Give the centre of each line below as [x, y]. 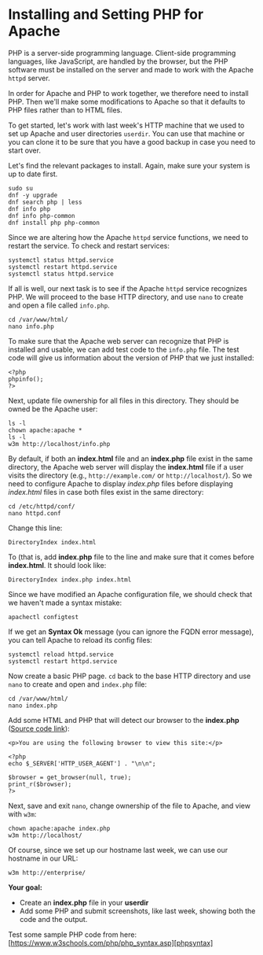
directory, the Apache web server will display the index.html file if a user [126, 466]
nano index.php [33, 706]
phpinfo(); [26, 379]
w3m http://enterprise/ [47, 872]
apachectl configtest [44, 617]
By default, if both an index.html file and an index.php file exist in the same [131, 459]
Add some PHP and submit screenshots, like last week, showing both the [137, 911]
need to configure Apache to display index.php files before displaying [121, 483]
